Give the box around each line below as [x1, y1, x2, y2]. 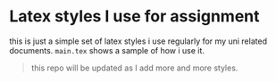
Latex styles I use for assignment [9, 6, 261, 27]
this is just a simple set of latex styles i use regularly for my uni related [9, 36, 268, 46]
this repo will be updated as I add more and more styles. [30, 62, 238, 73]
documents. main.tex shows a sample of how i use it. [9, 45, 205, 55]
